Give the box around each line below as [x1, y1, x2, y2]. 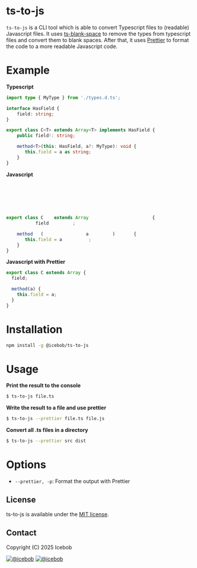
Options [6, 458, 46, 472]
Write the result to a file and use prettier [6, 404, 107, 411]
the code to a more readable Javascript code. [6, 43, 117, 50]
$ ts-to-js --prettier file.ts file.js [6, 416, 105, 422]
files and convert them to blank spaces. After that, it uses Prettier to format [6, 36, 189, 43]
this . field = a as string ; [24, 149, 92, 155]
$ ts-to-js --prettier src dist [6, 438, 86, 444]
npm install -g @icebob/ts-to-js [6, 342, 89, 348]
